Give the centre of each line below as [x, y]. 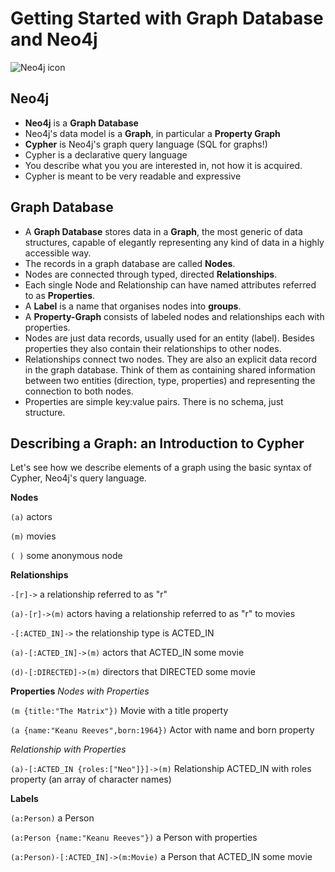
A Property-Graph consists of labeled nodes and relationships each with [174, 316]
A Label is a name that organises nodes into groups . [133, 306]
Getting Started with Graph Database [167, 18]
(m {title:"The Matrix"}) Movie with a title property [119, 711]
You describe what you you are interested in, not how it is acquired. [163, 165]
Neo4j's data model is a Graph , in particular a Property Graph [152, 133]
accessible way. [58, 253]
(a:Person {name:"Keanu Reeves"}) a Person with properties [134, 838]
